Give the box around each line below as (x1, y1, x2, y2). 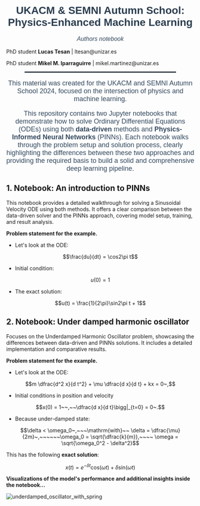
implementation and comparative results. (6, 346, 107, 353)
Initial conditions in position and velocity (14, 392, 114, 399)
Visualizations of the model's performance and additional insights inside (6, 475, 190, 483)
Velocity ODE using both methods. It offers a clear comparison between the (6, 205, 192, 213)
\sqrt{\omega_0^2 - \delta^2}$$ (61, 439, 140, 447)
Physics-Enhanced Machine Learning (8, 16, 193, 29)
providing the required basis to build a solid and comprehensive (6, 156, 195, 165)
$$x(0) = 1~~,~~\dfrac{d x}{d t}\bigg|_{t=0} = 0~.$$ (35, 403, 165, 411)
